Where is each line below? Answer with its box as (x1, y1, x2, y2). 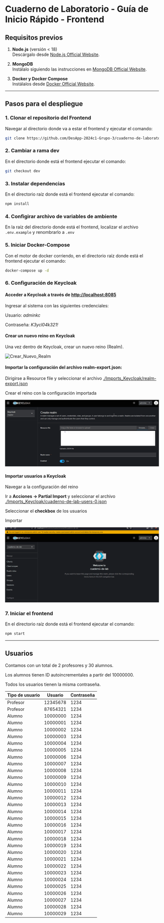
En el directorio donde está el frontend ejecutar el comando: (5, 158, 126, 164)
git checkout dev (5, 168, 41, 174)
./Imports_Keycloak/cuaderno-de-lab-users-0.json (5, 499, 107, 504)
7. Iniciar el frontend (5, 610, 53, 617)
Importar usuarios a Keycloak (5, 473, 66, 479)
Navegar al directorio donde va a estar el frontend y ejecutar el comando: (5, 125, 153, 131)
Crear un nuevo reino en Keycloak (5, 333, 75, 339)
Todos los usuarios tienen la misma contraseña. (5, 681, 101, 687)
